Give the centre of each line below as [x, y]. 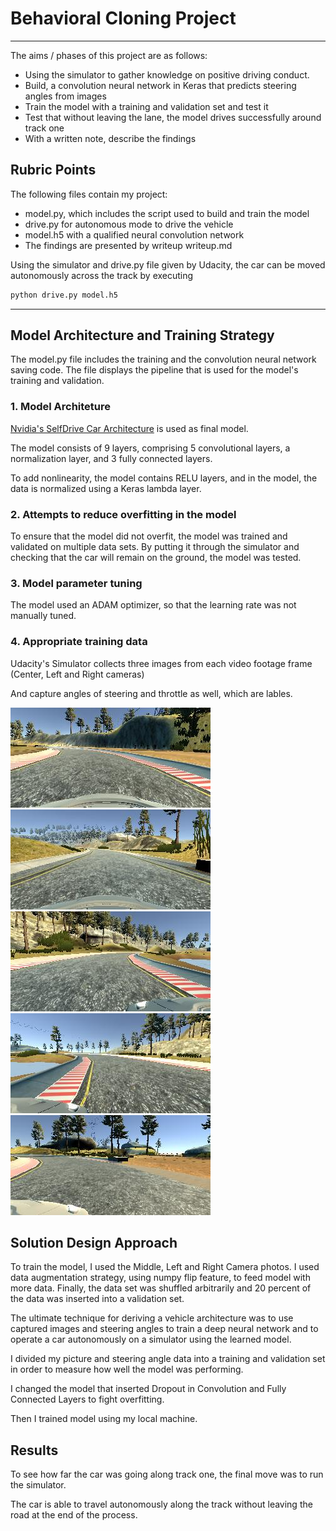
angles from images [65, 96]
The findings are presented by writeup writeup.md [128, 245]
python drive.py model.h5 [64, 295]
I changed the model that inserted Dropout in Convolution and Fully [148, 1389]
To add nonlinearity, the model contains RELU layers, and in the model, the [164, 478]
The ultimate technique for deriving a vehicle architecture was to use [152, 1318]
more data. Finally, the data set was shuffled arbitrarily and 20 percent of [161, 1288]
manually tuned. [43, 616]
